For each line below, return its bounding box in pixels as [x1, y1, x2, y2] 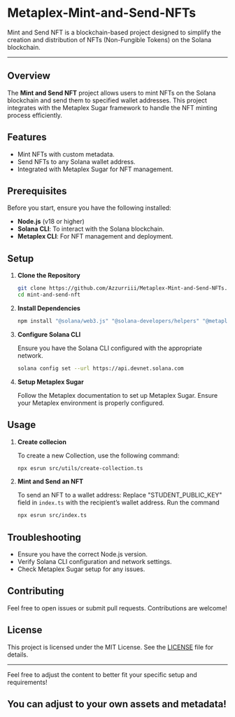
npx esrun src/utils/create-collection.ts [17, 464, 143, 471]
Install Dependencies [17, 304, 80, 312]
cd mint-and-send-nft [17, 291, 80, 299]
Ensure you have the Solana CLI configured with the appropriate [17, 344, 203, 352]
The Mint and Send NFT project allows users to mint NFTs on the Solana [7, 88, 216, 97]
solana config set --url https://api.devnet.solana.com [17, 365, 184, 372]
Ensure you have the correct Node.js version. [17, 550, 148, 558]
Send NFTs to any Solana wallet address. [17, 157, 136, 166]
